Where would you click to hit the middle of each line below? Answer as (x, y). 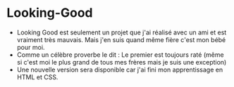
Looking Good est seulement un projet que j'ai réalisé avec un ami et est (122, 32)
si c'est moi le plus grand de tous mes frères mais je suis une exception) (122, 62)
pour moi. (31, 47)
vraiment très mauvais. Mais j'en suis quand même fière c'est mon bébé (121, 39)
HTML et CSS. (37, 77)
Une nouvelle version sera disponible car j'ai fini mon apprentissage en (120, 69)
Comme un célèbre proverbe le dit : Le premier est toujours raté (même (120, 55)
